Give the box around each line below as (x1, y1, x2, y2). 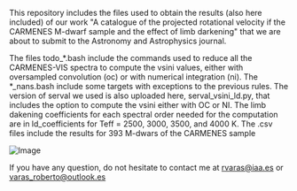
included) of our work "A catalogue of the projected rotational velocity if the (9, 17, 286, 27)
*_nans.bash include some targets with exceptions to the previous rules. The (9, 81, 289, 91)
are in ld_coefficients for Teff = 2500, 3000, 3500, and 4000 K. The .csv (9, 118, 273, 129)
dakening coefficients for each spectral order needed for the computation (9, 110, 278, 119)
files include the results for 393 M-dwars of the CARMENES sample (9, 128, 256, 138)
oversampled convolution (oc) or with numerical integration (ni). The (9, 72, 259, 82)
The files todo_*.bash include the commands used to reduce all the (9, 53, 253, 63)
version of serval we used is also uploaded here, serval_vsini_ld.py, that (9, 90, 270, 101)
